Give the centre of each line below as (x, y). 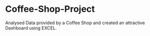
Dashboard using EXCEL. (31, 28)
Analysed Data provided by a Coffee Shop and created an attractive (75, 23)
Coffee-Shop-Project (50, 9)
